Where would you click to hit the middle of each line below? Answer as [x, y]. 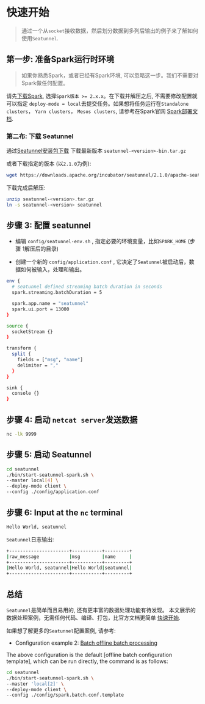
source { [17, 326]
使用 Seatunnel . [40, 38]
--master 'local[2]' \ [35, 684]
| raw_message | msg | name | [69, 557]
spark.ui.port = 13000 [41, 309]
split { [22, 354]
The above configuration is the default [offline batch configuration [89, 654]
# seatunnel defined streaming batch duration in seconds [87, 287]
